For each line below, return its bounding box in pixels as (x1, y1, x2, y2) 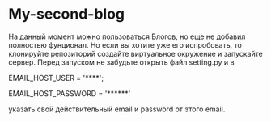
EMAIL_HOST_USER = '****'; (8, 73, 104, 82)
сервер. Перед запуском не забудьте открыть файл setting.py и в (8, 57, 235, 67)
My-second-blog (8, 5, 125, 23)
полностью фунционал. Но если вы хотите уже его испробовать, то (8, 40, 243, 49)
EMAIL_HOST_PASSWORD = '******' (8, 88, 131, 98)
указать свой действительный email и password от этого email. (8, 104, 226, 114)
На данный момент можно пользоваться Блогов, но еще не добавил (8, 32, 246, 41)
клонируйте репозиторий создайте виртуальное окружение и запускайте (8, 48, 263, 58)
